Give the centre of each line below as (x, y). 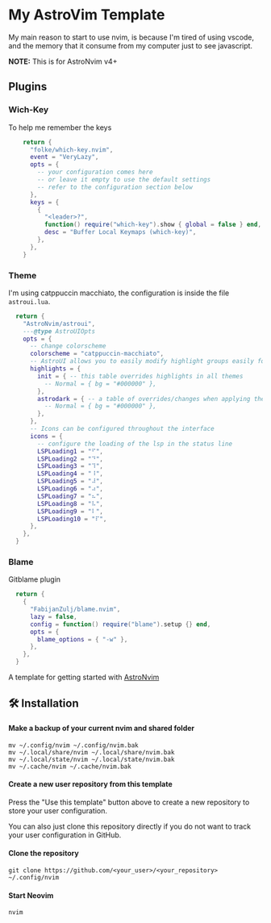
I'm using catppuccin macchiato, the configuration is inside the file (119, 293)
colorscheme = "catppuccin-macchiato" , (96, 354)
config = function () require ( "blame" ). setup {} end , (120, 624)
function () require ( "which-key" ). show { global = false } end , (153, 225)
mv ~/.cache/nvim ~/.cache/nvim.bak (70, 766)
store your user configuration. (58, 810)
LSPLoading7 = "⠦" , (70, 496)
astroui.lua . (29, 301)
